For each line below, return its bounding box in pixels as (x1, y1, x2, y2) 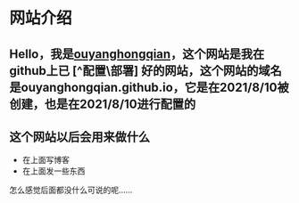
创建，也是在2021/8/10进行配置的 (9, 96, 196, 111)
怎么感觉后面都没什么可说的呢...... (9, 184, 133, 196)
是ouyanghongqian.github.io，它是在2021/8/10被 (9, 79, 289, 94)
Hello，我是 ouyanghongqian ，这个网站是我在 (9, 46, 265, 61)
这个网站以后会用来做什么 (9, 129, 150, 144)
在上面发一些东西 (21, 166, 86, 176)
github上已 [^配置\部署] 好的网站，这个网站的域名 (9, 63, 283, 78)
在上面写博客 (21, 155, 70, 166)
